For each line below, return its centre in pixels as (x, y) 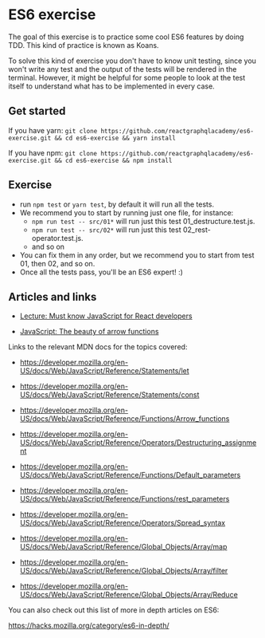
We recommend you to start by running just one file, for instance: (127, 212)
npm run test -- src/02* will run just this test (106, 230)
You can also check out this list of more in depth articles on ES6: (114, 610)
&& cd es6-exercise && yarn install (115, 138)
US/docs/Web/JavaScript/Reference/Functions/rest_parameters (125, 499)
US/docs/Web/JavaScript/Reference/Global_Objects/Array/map (123, 547)
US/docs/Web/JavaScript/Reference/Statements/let (104, 371)
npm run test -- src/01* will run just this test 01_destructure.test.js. (143, 221)
